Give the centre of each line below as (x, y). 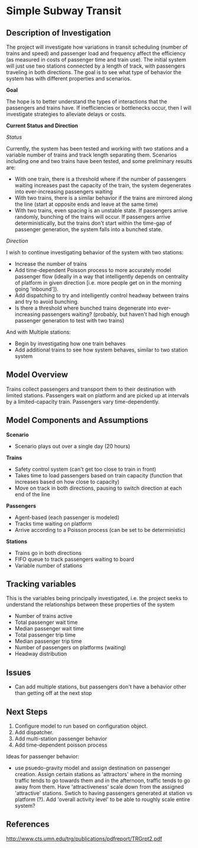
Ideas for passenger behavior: (43, 757)
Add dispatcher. (34, 732)
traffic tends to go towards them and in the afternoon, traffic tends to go (102, 780)
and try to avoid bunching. (47, 302)
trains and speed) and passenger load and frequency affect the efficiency (96, 53)
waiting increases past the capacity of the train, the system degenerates (103, 185)
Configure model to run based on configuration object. (81, 726)
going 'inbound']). (37, 289)
